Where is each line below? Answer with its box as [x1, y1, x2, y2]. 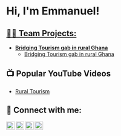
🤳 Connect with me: [6, 105, 82, 116]
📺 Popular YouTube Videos [6, 69, 111, 79]
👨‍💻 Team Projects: [6, 28, 77, 39]
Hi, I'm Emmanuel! [6, 4, 100, 18]
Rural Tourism [15, 87, 50, 94]
